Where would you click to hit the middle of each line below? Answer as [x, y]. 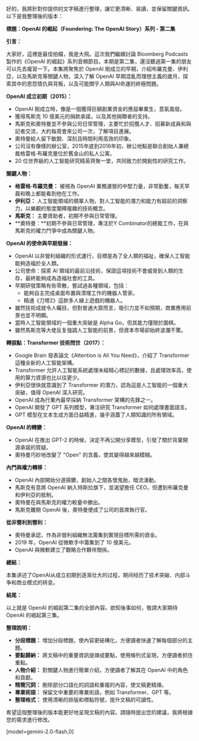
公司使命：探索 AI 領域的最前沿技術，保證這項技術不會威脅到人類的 [97, 271]
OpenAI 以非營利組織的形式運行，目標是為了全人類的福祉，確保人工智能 [102, 256]
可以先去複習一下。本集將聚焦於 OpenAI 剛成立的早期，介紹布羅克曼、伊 [95, 69]
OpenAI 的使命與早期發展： [40, 243]
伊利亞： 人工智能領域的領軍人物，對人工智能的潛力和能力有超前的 [96, 201]
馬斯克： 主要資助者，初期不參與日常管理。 [67, 216]
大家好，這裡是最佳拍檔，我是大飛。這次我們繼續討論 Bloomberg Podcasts [97, 54]
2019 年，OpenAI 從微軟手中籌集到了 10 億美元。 [74, 542]
